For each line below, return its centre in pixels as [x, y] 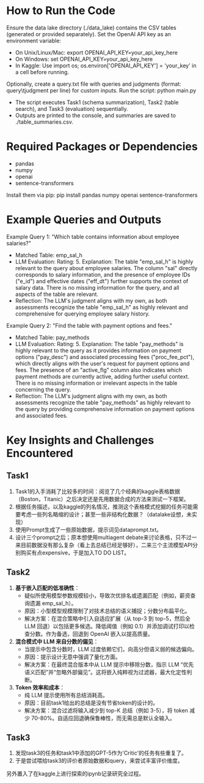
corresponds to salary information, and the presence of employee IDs [103, 274]
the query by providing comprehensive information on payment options [105, 409]
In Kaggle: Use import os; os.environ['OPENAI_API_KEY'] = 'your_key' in [106, 66]
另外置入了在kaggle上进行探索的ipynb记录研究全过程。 [75, 774]
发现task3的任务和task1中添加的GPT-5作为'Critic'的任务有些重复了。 [101, 753]
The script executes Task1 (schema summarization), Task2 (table [97, 102]
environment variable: [34, 40]
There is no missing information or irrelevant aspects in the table [96, 383]
